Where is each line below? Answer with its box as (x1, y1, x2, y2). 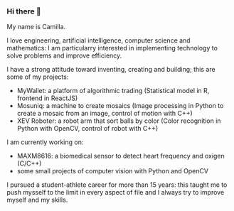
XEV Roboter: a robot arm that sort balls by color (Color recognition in (16, 117, 221, 125)
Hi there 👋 (6, 6, 42, 16)
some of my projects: (6, 72, 69, 81)
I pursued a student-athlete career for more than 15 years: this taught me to (6, 180, 228, 189)
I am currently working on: (6, 138, 84, 146)
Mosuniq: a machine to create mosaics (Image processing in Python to (16, 102, 224, 110)
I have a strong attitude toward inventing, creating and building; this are (6, 65, 216, 74)
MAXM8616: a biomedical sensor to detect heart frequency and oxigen (16, 152, 225, 161)
